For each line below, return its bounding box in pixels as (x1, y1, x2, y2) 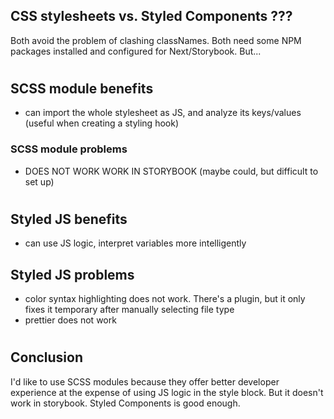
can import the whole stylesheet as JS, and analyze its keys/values (24, 107, 302, 119)
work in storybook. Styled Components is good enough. (10, 397, 241, 409)
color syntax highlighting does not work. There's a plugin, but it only (24, 293, 306, 305)
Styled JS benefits (10, 210, 128, 228)
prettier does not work (24, 314, 117, 326)
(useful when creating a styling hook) (24, 117, 180, 129)
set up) (24, 175, 55, 188)
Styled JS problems (10, 266, 135, 283)
